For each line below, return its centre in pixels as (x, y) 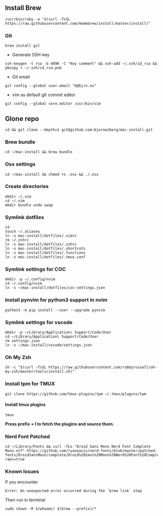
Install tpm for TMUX (30, 384)
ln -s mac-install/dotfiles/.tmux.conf (45, 257)
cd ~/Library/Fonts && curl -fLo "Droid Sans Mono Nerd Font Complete (78, 447)
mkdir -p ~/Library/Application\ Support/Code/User (58, 332)
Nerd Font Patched (27, 436)
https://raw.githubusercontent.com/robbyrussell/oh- (103, 367)
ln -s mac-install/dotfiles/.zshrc (41, 244)
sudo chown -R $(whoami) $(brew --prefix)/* (51, 509)
